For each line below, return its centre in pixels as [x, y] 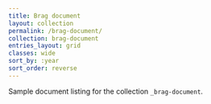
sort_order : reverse [43, 69]
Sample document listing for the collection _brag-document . [106, 91]
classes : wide [32, 53]
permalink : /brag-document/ [56, 31]
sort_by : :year [34, 61]
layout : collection [41, 23]
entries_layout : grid [45, 46]
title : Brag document [45, 16]
